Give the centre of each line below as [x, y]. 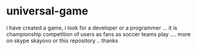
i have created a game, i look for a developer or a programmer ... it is [92, 28]
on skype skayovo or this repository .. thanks [62, 40]
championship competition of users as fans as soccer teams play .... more [98, 34]
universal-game [47, 11]
